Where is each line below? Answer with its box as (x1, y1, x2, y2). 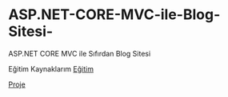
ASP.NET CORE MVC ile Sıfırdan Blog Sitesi (8, 48, 151, 58)
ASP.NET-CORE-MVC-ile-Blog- (8, 6, 221, 24)
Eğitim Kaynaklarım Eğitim (8, 64, 94, 73)
